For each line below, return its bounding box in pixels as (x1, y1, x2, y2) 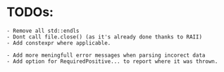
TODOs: (6, 4, 54, 20)
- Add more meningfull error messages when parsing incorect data (6, 52, 206, 59)
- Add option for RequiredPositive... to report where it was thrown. (6, 57, 218, 65)
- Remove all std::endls (6, 27, 80, 34)
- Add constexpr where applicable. (6, 39, 111, 46)
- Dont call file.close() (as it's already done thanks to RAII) (6, 33, 202, 41)
